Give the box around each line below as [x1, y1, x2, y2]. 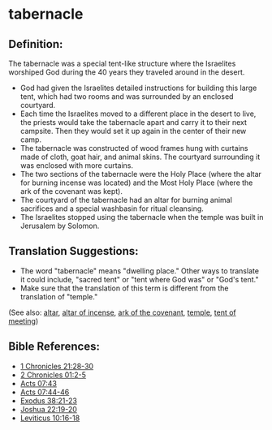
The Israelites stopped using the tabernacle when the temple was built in [19, 213, 264, 221]
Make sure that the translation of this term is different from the [19, 283, 229, 293]
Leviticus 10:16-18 [19, 413, 80, 423]
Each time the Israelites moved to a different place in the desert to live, [19, 109, 257, 118]
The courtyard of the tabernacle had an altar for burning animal [19, 196, 233, 204]
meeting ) [8, 316, 39, 325]
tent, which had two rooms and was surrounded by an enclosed [19, 92, 234, 101]
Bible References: [8, 340, 100, 354]
